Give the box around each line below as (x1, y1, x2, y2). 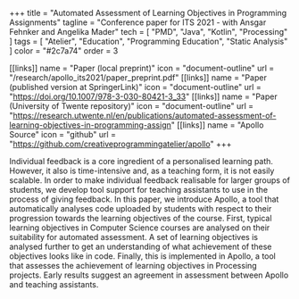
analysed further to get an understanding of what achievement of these (9, 241, 272, 252)
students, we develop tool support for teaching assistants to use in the (9, 185, 269, 195)
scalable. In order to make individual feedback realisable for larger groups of (9, 175, 290, 186)
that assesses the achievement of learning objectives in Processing (9, 261, 257, 270)
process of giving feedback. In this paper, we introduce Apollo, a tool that (9, 194, 279, 204)
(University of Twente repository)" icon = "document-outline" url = (9, 101, 254, 111)
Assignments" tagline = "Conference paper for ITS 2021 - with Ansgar (9, 17, 267, 28)
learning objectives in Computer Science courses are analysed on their (9, 222, 270, 233)
